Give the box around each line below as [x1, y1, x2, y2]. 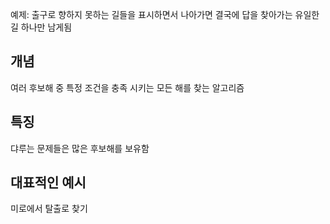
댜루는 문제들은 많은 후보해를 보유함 [10, 142, 150, 154]
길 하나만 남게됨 [10, 21, 73, 33]
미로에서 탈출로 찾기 [10, 203, 88, 215]
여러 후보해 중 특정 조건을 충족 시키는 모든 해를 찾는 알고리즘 [10, 81, 245, 93]
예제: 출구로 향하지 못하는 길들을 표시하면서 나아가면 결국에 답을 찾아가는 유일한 [10, 9, 320, 20]
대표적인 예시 [10, 174, 87, 192]
